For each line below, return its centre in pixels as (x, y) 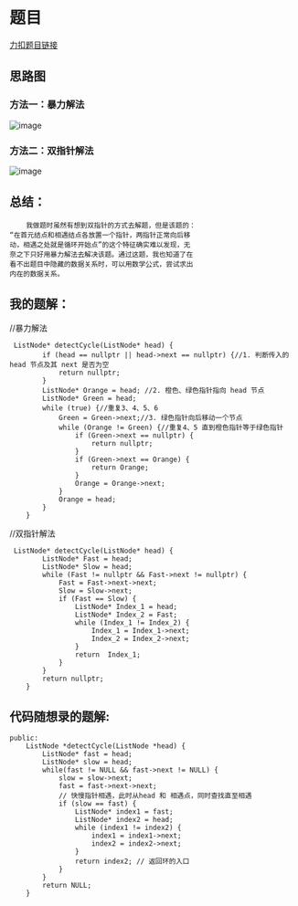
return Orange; (120, 467)
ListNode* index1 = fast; (124, 812)
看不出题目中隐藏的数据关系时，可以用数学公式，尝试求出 (101, 264)
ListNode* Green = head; (90, 398)
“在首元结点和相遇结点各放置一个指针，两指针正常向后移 (100, 235)
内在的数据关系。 (37, 274)
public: (24, 738)
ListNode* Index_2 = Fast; (126, 615)
